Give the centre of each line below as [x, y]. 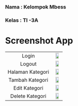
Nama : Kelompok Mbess [36, 7]
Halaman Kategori [28, 72]
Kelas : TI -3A [22, 20]
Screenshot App [39, 41]
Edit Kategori [28, 88]
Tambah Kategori [28, 80]
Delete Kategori [28, 96]
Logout [28, 64]
